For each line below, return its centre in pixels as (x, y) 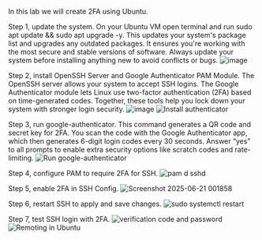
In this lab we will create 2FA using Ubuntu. (78, 11)
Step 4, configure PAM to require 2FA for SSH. (83, 173)
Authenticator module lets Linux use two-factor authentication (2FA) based (130, 92)
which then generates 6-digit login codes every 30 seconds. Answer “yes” (129, 141)
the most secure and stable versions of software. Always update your (121, 52)
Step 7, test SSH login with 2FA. (59, 219)
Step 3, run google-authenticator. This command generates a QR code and (129, 124)
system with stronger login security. (66, 109)
